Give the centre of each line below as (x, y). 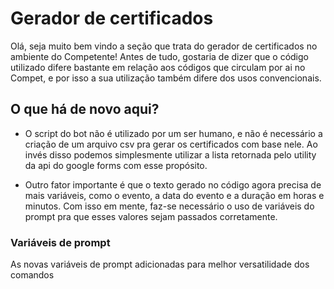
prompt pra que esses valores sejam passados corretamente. (151, 216)
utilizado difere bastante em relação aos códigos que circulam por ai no (158, 67)
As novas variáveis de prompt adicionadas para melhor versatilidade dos (160, 264)
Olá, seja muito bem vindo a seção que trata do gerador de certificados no (164, 46)
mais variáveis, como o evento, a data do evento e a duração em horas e (174, 195)
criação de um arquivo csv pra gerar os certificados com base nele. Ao (171, 144)
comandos (32, 275)
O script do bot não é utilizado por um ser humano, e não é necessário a (173, 133)
